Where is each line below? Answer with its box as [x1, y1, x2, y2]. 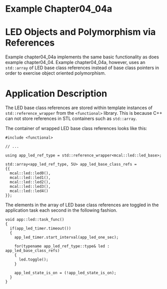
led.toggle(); [18, 257, 49, 262]
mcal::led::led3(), [10, 184, 51, 189]
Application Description [5, 88, 107, 100]
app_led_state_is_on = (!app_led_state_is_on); [14, 270, 116, 276]
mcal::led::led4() [10, 188, 49, 194]
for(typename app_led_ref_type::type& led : [14, 244, 110, 249]
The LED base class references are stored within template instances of [5, 105, 153, 111]
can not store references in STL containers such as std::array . [5, 115, 137, 122]
